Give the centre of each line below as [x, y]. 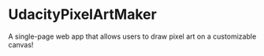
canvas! [21, 44]
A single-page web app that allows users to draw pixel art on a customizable [132, 36]
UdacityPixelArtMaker [83, 15]
